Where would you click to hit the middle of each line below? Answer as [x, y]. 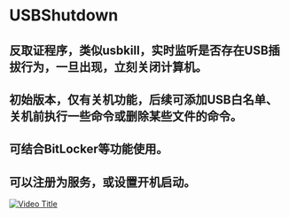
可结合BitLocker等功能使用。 [89, 149]
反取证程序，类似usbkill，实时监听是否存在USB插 [145, 50]
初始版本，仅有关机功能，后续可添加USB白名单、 [144, 100]
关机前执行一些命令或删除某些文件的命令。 [125, 116]
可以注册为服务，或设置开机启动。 [102, 182]
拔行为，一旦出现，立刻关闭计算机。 [108, 67]
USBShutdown [64, 15]
